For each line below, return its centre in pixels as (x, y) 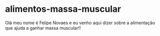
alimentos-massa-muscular (63, 9)
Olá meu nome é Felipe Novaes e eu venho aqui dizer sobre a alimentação (80, 23)
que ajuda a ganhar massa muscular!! (43, 28)
